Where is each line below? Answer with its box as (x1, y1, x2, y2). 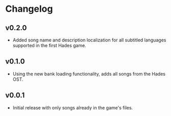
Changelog (5, 3, 53, 15)
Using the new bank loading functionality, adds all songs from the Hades (12, 71, 166, 77)
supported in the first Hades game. (12, 42, 87, 49)
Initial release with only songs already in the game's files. (12, 104, 133, 110)
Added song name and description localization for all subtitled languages (12, 37, 166, 43)
